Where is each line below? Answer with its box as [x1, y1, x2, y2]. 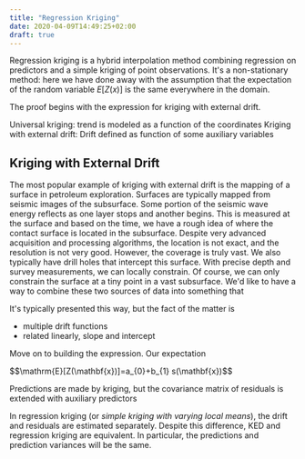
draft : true [9, 30, 55, 39]
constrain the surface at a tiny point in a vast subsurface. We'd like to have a [9, 276, 296, 287]
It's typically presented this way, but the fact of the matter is [9, 304, 235, 314]
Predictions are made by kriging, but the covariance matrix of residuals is [9, 384, 284, 394]
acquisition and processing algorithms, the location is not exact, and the [9, 237, 280, 248]
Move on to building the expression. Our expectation [9, 348, 207, 359]
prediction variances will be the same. [9, 440, 152, 451]
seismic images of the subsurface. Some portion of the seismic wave [9, 199, 269, 210]
